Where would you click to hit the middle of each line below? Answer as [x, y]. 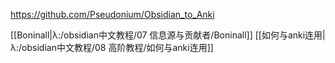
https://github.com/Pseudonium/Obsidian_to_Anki [112, 14]
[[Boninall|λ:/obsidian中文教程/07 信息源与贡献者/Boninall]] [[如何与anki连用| [168, 35]
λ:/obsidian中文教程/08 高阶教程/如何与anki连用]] [112, 47]
